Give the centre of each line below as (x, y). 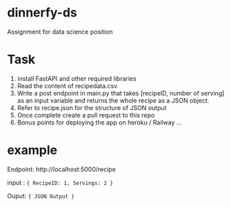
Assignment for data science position (60, 32)
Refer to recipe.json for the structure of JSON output (92, 107)
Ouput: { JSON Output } (41, 196)
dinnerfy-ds (42, 13)
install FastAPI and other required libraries (77, 78)
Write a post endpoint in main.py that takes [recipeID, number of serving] (121, 93)
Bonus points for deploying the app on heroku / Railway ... (99, 122)
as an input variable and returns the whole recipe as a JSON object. (113, 100)
